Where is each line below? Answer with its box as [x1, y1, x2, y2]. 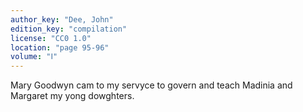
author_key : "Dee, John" [10, 14, 114, 25]
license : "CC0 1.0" [10, 33, 92, 43]
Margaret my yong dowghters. [10, 90, 135, 102]
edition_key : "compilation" [10, 24, 128, 34]
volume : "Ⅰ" [10, 52, 58, 62]
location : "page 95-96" [10, 42, 110, 53]
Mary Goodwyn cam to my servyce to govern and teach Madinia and [10, 79, 293, 91]
